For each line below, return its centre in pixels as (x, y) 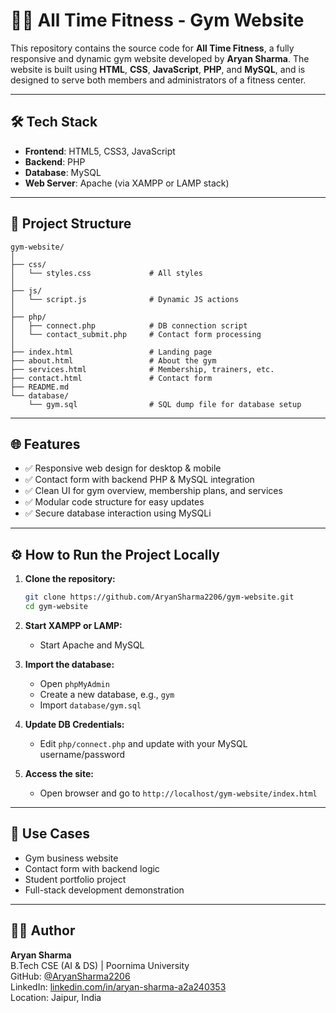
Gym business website (71, 858)
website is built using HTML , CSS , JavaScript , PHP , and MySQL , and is (158, 69)
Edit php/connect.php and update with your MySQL (143, 743)
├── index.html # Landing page (111, 352)
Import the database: (69, 664)
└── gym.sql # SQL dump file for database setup (165, 404)
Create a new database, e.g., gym (107, 694)
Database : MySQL (63, 172)
